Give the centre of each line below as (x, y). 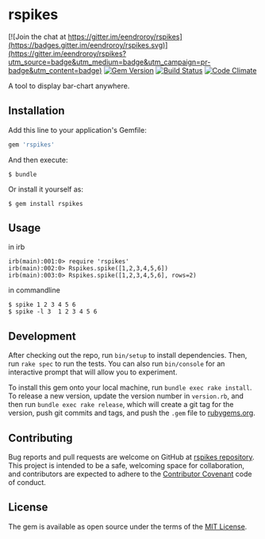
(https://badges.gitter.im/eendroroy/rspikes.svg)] (88, 45)
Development (42, 336)
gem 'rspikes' (32, 145)
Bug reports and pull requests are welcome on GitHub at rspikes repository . (132, 457)
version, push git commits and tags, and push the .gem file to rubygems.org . (132, 413)
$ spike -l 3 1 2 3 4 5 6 (53, 312)
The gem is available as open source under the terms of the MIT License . (128, 526)
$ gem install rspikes (46, 204)
